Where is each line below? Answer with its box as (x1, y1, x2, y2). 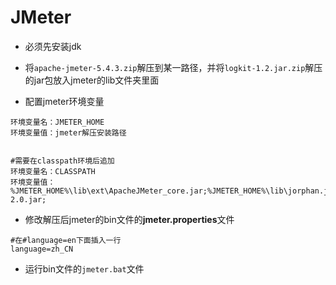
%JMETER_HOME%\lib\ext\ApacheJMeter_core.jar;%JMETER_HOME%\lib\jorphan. (10, 186, 325, 196)
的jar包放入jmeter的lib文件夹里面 (24, 74, 160, 86)
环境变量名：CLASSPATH (10, 166, 96, 176)
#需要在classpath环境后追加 (10, 156, 115, 166)
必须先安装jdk (24, 40, 82, 52)
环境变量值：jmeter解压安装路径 (10, 127, 127, 138)
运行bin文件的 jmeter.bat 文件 (24, 262, 145, 275)
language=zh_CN (10, 244, 74, 254)
